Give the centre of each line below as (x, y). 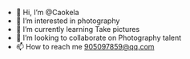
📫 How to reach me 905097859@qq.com (85, 47)
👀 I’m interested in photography (68, 21)
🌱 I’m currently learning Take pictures (78, 29)
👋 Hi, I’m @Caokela (47, 12)
